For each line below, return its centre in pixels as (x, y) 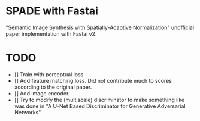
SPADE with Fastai (52, 11)
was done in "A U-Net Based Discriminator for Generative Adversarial (100, 106)
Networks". (28, 112)
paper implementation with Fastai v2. (51, 33)
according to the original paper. (53, 87)
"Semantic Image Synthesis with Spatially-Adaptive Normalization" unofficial (100, 27)
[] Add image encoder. (42, 93)
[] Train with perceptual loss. (49, 74)
